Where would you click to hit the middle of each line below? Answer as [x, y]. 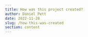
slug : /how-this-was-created [34, 23]
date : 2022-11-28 [22, 18]
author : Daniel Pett [26, 14]
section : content [22, 27]
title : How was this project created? [44, 9]
